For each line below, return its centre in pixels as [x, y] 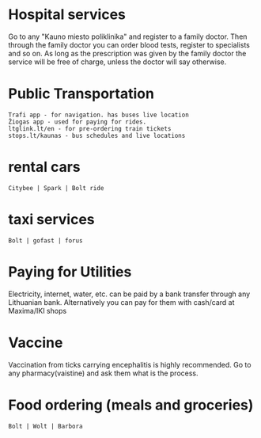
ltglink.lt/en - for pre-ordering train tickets [90, 128]
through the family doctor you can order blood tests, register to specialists [129, 44]
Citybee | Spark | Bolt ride [56, 188]
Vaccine [36, 343]
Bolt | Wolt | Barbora [45, 426]
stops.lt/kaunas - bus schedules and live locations [97, 135]
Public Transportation [81, 94]
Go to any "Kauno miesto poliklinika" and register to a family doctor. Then [128, 36]
